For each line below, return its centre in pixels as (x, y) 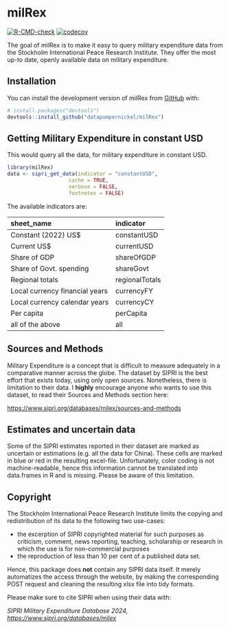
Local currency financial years (59, 290)
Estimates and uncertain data (71, 429)
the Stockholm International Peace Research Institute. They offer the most (112, 52)
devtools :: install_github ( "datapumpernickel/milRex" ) (86, 117)
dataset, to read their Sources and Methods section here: (88, 394)
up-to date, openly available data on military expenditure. (88, 59)
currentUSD (135, 246)
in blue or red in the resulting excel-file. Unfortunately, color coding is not (111, 461)
